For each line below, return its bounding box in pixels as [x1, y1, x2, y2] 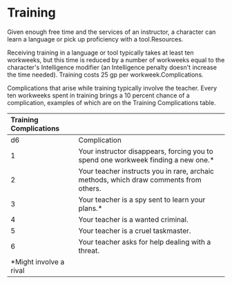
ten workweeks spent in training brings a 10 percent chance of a [7, 91, 190, 100]
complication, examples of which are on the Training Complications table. [7, 98, 216, 106]
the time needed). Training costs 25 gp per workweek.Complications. [7, 70, 204, 79]
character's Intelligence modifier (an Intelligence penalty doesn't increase [7, 63, 217, 71]
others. [78, 183, 101, 193]
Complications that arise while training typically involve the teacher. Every [7, 84, 217, 92]
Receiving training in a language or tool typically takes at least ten [7, 48, 195, 57]
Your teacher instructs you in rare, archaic [78, 166, 214, 176]
